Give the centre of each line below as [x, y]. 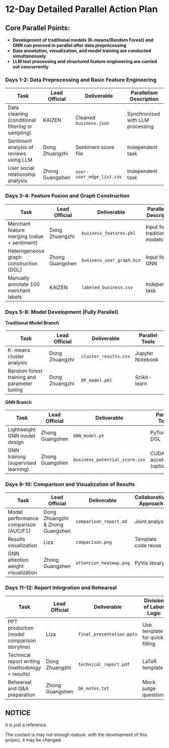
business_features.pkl [108, 233]
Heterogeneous [26, 251]
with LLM [138, 120]
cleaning [18, 114]
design [16, 442]
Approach [151, 504]
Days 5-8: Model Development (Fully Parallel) [62, 312]
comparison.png [94, 542]
